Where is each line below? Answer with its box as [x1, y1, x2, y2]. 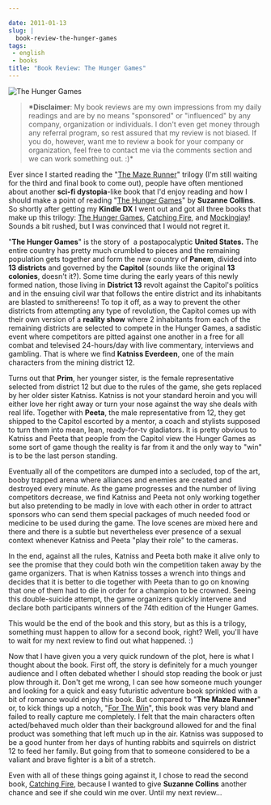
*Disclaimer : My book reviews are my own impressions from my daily [28, 102, 262, 112]
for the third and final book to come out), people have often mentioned [8, 178, 243, 187]
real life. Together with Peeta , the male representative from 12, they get [8, 407, 246, 417]
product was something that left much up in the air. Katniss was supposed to [8, 729, 264, 739]
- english [11, 49, 45, 58]
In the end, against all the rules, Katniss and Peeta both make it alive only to [8, 550, 260, 560]
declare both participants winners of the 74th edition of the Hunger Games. [8, 602, 259, 612]
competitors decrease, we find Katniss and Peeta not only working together [8, 492, 260, 502]
